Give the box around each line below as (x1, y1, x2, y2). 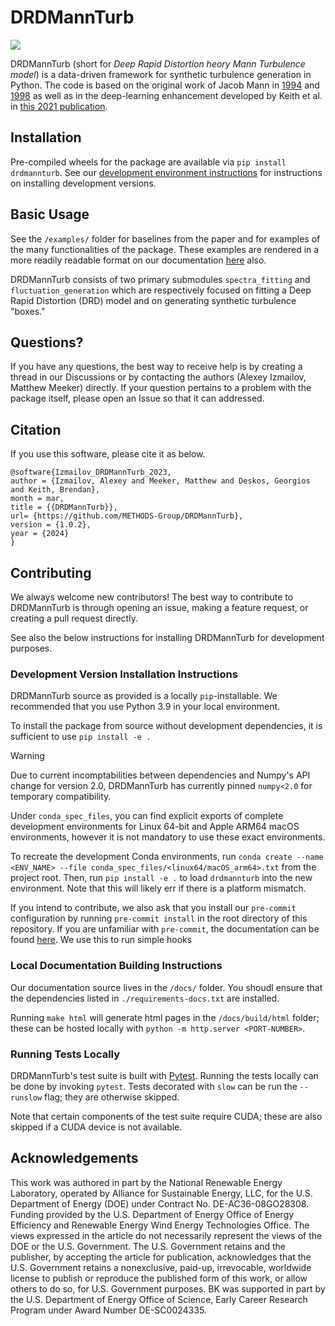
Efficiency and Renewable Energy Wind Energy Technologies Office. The (10, 1219, 310, 1231)
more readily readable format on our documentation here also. (10, 254, 267, 266)
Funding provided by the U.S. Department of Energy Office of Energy (10, 1208, 295, 1220)
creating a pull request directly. (10, 612, 138, 624)
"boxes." (10, 305, 46, 317)
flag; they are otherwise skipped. (44, 1091, 180, 1103)
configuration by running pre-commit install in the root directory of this (10, 912, 308, 925)
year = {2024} (10, 529, 70, 539)
